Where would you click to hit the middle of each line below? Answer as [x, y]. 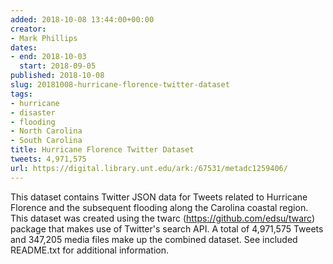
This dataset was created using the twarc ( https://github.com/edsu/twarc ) [163, 218]
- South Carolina [46, 141]
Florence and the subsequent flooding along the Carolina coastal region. [159, 207]
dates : [24, 47]
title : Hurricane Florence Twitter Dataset [102, 150]
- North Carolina [46, 131]
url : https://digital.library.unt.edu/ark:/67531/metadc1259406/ [149, 168]
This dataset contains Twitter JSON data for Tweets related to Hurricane [159, 197]
